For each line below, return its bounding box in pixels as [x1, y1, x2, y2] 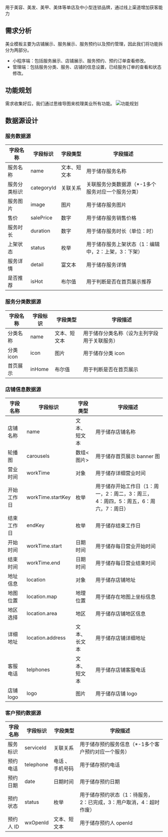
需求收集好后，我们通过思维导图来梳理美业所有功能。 [5, 100, 115, 106]
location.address [26, 634, 66, 641]
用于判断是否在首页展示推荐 [86, 278, 151, 285]
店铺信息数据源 [5, 386, 41, 393]
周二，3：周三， [113, 490, 152, 497]
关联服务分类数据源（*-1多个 [86, 181, 156, 188]
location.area [26, 610, 57, 617]
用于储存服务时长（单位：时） [86, 228, 156, 235]
